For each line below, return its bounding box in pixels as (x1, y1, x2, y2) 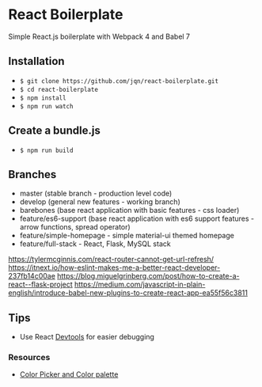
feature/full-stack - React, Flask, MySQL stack (19, 239, 172, 249)
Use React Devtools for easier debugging (19, 332, 154, 342)
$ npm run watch (19, 102, 74, 110)
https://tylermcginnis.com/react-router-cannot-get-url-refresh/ (8, 255, 215, 264)
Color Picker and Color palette (19, 370, 119, 379)
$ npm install (19, 93, 66, 102)
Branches (8, 168, 57, 181)
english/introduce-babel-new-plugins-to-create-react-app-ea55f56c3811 (8, 288, 248, 298)
